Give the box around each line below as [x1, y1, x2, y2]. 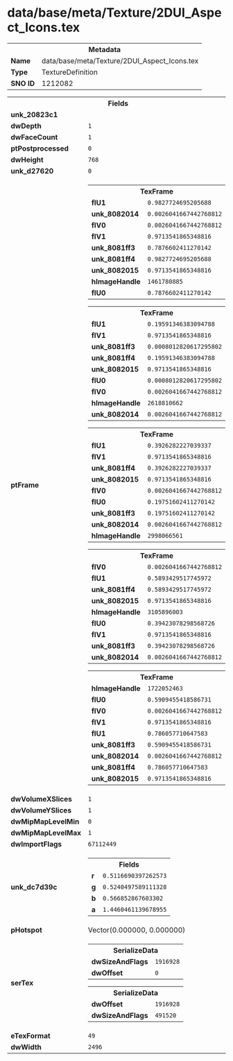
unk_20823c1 [10, 110, 58, 119]
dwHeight [10, 155, 44, 164]
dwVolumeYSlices [10, 805, 71, 815]
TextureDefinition [41, 67, 98, 77]
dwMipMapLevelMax [10, 828, 82, 838]
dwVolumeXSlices [10, 794, 73, 804]
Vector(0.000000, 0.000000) [87, 925, 186, 935]
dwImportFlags [10, 839, 62, 849]
